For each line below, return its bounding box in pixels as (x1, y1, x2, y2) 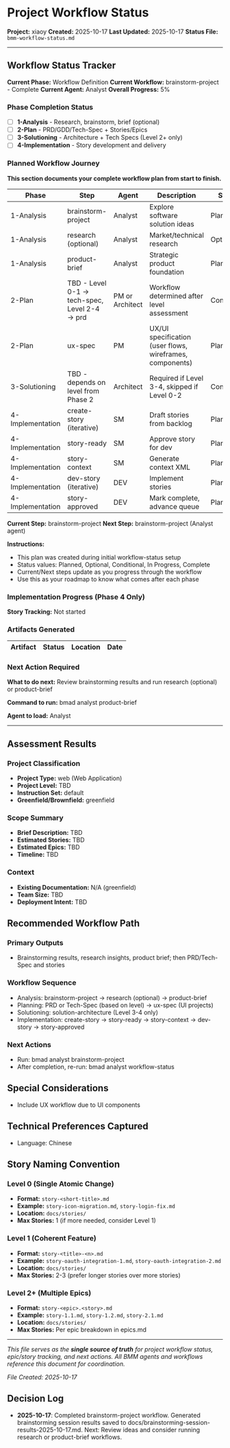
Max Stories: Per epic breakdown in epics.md (16, 1325, 147, 1334)
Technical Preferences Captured (7, 1121, 149, 1132)
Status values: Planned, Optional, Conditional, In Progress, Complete (16, 560, 211, 569)
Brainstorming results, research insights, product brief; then (16, 953, 186, 962)
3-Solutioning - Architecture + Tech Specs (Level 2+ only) (16, 134, 183, 142)
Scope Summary (7, 813, 64, 823)
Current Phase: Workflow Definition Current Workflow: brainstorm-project (7, 77, 219, 86)
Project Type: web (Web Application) (16, 774, 123, 782)
